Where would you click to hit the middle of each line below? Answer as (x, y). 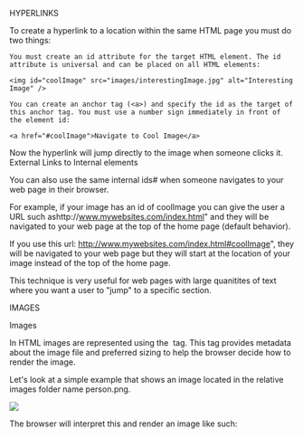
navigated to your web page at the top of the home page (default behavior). (150, 226)
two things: (30, 40)
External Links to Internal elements (74, 162)
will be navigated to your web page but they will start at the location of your (150, 253)
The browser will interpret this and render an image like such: (123, 424)
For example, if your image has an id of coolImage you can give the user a (147, 207)
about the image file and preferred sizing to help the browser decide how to (150, 352)
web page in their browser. (59, 190)
